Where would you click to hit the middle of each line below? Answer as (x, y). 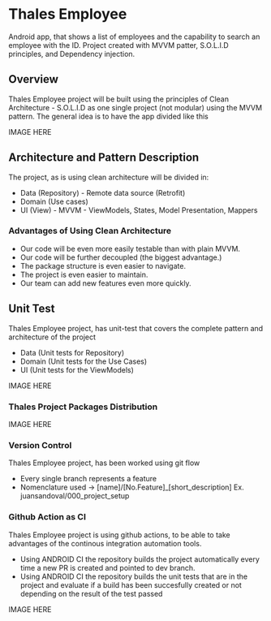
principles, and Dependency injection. (72, 54)
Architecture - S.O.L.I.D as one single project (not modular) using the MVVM (135, 107)
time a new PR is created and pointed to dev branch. (108, 567)
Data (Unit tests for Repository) (72, 352)
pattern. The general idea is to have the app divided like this (108, 116)
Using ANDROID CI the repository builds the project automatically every (140, 559)
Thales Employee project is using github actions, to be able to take (119, 535)
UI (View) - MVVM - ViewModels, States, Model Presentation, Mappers (139, 210)
